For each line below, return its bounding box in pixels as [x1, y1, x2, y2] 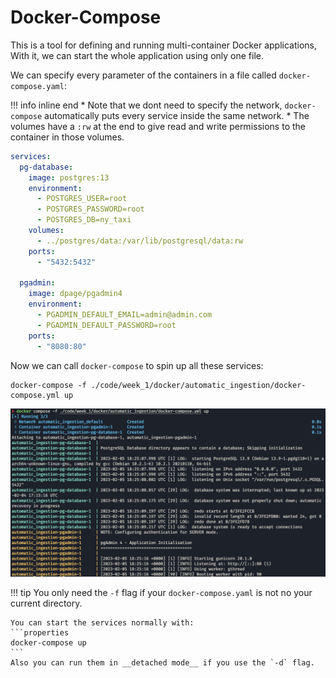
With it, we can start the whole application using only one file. [10, 49, 264, 61]
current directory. [10, 597, 83, 610]
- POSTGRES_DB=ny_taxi [36, 215, 132, 225]
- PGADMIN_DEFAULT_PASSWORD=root [36, 320, 177, 330]
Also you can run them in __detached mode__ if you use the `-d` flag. [10, 658, 315, 668]
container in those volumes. [10, 131, 125, 143]
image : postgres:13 [28, 172, 110, 183]
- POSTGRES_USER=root [36, 194, 128, 204]
